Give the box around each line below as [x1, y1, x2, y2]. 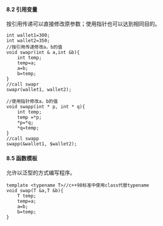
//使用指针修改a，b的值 [6, 98, 58, 104]
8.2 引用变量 [6, 5, 38, 13]
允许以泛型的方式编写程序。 [6, 169, 76, 176]
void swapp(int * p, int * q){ [6, 104, 85, 110]
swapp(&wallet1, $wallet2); [6, 141, 78, 147]
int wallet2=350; [6, 38, 50, 44]
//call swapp [6, 135, 39, 142]
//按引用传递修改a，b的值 [6, 44, 62, 50]
